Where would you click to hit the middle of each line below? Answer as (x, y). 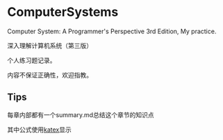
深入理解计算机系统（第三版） (50, 45)
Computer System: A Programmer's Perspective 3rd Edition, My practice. (112, 31)
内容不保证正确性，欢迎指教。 (50, 75)
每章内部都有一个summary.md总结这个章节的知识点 (81, 114)
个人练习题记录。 (32, 60)
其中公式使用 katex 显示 (39, 130)
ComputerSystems (63, 12)
